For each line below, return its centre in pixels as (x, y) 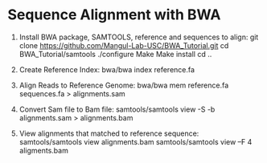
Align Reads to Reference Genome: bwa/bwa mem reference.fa (124, 85)
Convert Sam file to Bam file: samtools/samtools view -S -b (117, 109)
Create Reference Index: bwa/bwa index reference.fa (107, 69)
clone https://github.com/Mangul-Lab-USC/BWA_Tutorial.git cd (124, 45)
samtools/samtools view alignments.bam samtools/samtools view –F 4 (136, 141)
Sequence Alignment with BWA (114, 15)
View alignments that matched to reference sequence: (109, 133)
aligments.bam (44, 150)
